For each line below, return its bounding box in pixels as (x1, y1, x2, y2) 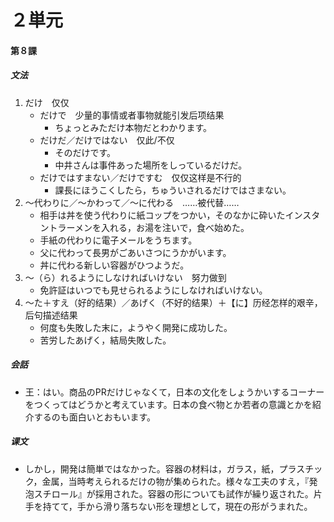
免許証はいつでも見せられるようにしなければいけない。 (39, 284, 268, 296)
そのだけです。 (54, 146, 116, 158)
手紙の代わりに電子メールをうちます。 (39, 234, 198, 246)
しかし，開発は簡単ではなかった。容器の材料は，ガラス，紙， (24, 462, 280, 475)
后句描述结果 (24, 309, 78, 321)
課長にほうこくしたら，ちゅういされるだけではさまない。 (54, 184, 292, 196)
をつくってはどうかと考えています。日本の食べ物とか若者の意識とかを (24, 398, 313, 410)
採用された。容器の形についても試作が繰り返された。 (94, 487, 314, 500)
